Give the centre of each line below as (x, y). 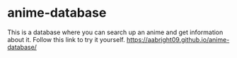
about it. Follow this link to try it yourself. (66, 39)
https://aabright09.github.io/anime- (178, 39)
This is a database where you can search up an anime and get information (115, 32)
